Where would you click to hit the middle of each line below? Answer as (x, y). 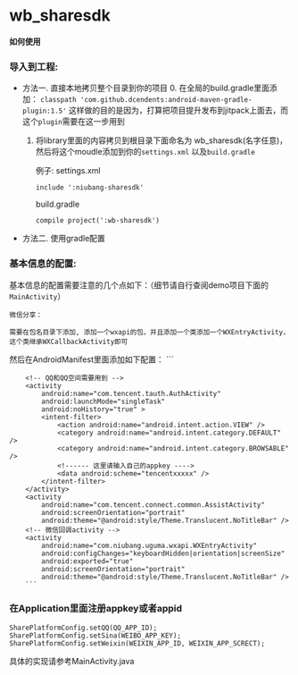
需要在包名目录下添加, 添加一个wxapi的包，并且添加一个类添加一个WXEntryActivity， (149, 332)
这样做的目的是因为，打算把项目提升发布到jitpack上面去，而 (178, 110)
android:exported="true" (87, 561)
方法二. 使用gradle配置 (63, 239)
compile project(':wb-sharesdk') (98, 221)
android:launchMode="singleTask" (103, 401)
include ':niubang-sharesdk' (90, 188)
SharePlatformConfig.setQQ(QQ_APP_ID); (83, 628)
